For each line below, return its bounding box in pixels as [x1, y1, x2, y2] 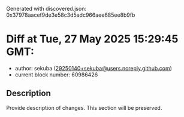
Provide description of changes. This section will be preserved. [6, 104, 162, 111]
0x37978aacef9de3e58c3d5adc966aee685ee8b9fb [6, 11, 135, 19]
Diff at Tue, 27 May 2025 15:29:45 [6, 32, 179, 46]
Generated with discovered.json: [6, 5, 87, 12]
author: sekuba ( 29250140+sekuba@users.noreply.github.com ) [14, 64, 173, 72]
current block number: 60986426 [14, 71, 98, 78]
